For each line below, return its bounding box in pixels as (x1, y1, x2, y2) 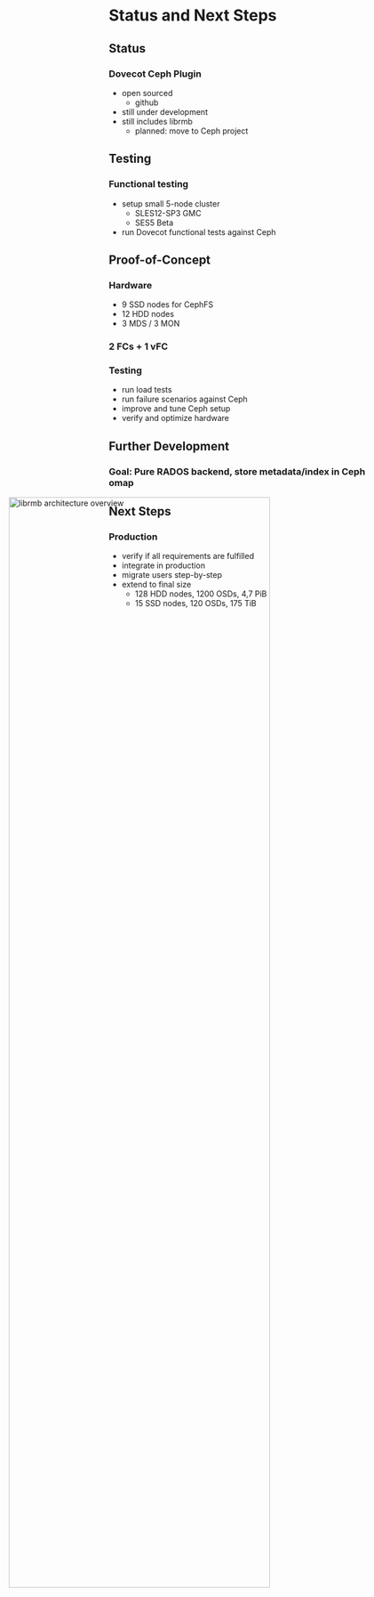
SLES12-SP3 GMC (134, 207, 202, 218)
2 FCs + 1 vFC (108, 340, 169, 353)
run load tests (121, 385, 172, 395)
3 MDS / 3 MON (121, 318, 180, 329)
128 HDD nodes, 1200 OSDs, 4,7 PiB (134, 588, 267, 599)
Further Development (108, 438, 230, 454)
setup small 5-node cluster (121, 198, 220, 209)
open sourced (121, 87, 173, 98)
